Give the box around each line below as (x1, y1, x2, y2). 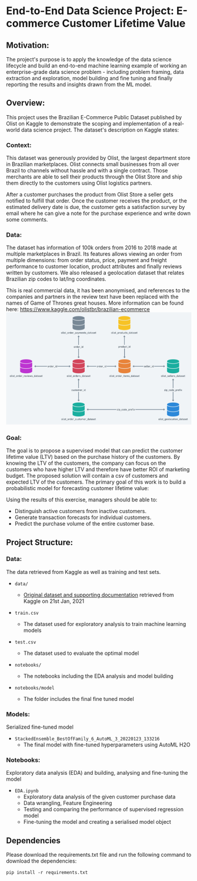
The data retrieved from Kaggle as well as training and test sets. (6, 568, 161, 575)
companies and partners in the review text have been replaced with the (6, 293, 179, 301)
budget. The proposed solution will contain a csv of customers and (6, 472, 169, 479)
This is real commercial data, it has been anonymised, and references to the (6, 287, 190, 294)
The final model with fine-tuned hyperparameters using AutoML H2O (23, 741, 191, 748)
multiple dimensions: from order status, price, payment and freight (6, 257, 167, 264)
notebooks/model (14, 685, 55, 691)
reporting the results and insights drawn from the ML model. (6, 81, 152, 88)
